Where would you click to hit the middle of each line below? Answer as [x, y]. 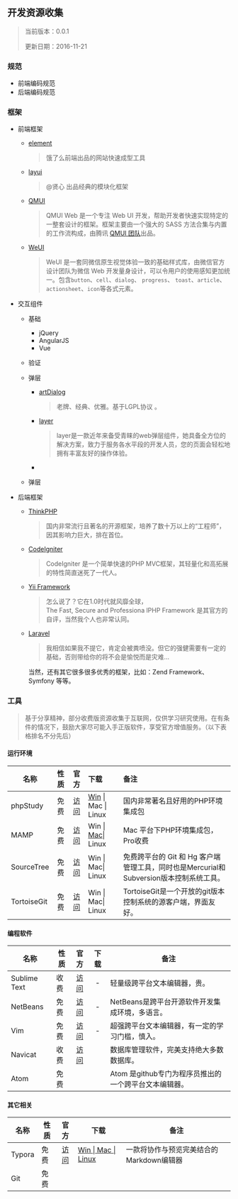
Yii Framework [49, 587]
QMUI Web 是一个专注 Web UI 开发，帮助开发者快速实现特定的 [137, 216]
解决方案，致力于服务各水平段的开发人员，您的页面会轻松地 [143, 444]
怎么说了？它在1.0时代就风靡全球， [96, 601]
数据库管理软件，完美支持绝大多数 [167, 1050]
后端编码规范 [36, 92]
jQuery [49, 333]
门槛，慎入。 [139, 1036]
